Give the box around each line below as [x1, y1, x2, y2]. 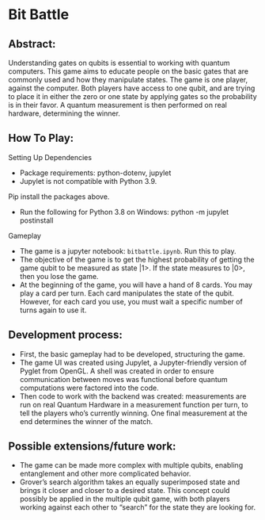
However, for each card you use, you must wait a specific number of [19, 296, 243, 306]
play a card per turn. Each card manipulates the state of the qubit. [19, 288, 235, 298]
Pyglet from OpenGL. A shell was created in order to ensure [19, 366, 215, 376]
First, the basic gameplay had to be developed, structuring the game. [19, 349, 245, 358]
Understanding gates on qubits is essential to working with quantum [8, 58, 230, 67]
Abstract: [8, 37, 56, 51]
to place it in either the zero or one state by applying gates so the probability [8, 92, 257, 101]
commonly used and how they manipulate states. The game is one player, [8, 75, 248, 84]
